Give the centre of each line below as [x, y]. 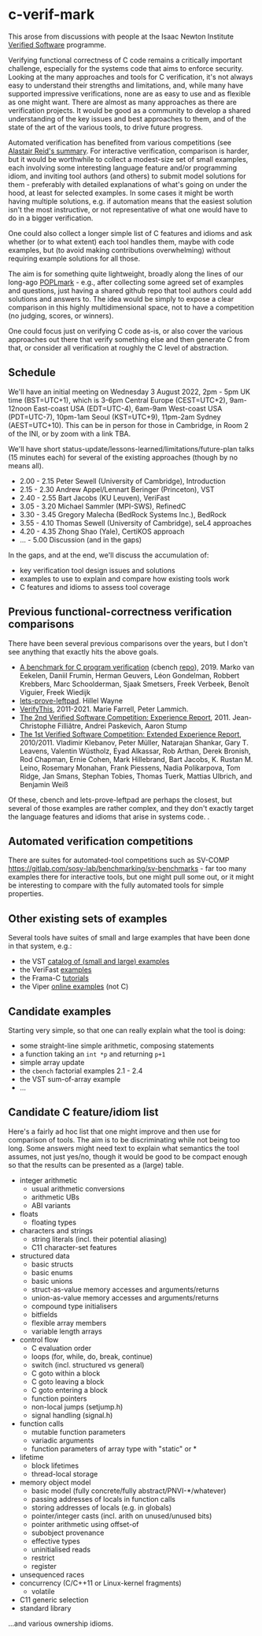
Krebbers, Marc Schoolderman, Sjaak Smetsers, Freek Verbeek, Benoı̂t [134, 684]
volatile [43, 1591]
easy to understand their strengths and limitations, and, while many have [126, 85]
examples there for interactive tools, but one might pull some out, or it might [131, 877]
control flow [39, 1339]
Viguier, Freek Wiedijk [55, 692]
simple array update [52, 1062]
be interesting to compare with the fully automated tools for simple [116, 885]
